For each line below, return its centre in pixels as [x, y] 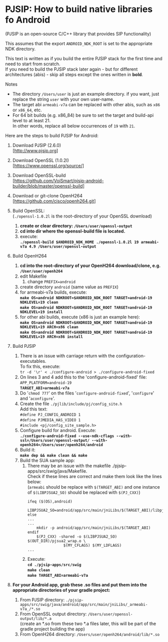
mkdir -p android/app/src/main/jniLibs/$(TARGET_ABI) [94, 528]
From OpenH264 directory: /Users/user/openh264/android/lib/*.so [90, 634]
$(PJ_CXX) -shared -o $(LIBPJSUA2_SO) [77, 537]
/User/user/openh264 [41, 271]
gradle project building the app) [52, 629]
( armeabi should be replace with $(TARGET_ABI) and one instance [93, 487]
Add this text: [33, 409]
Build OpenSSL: [28, 210]
